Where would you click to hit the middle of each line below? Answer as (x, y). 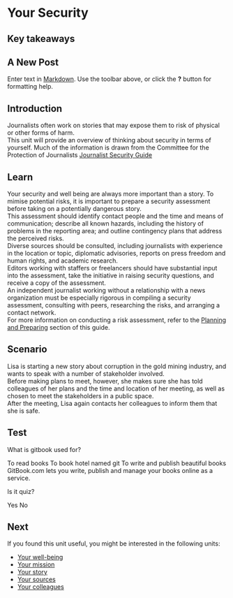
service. (19, 478)
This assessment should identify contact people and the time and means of (115, 216)
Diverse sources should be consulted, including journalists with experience (115, 246)
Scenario (27, 350)
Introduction (35, 109)
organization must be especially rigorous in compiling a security (99, 298)
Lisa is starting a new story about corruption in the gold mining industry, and (117, 366)
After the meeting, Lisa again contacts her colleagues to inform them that (112, 403)
